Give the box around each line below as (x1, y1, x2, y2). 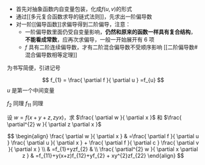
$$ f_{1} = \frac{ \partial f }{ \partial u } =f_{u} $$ (42, 76, 164, 84)
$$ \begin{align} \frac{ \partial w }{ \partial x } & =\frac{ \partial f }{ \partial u (7, 132, 200, 139)
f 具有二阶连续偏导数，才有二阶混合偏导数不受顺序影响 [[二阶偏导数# (24, 43, 198, 51)
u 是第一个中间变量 (7, 87, 55, 94)
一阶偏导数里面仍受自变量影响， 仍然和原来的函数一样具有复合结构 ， (24, 28, 196, 35)
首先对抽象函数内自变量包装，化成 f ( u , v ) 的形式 (15, 5, 132, 12)
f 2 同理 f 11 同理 (7, 100, 43, 108)
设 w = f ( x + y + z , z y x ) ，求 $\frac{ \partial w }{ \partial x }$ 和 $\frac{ (7, 114, 182, 121)
